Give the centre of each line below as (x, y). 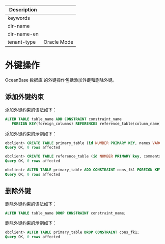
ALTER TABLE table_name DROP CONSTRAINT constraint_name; (66, 213)
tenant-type (22, 42)
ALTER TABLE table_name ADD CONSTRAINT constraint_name (63, 119)
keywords (19, 18)
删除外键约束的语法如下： (31, 204)
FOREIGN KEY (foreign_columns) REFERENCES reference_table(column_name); (87, 123)
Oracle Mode (58, 42)
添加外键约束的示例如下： (31, 134)
